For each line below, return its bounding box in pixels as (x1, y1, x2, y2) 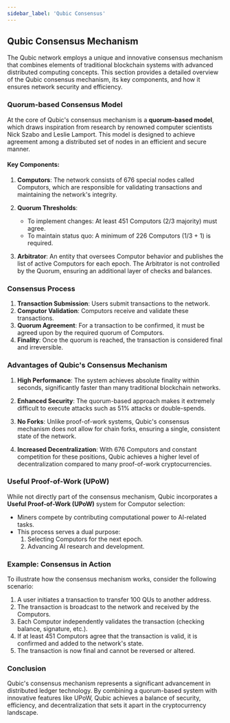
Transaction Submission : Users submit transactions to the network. (16, 299, 211, 308)
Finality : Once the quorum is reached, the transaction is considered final (16, 336, 223, 344)
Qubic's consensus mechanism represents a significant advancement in (7, 679, 211, 687)
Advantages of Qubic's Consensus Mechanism (7, 360, 168, 370)
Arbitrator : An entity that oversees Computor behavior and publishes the (16, 252, 224, 260)
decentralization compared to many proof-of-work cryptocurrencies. (16, 459, 212, 468)
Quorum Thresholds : (16, 203, 78, 211)
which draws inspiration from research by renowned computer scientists (7, 123, 213, 131)
